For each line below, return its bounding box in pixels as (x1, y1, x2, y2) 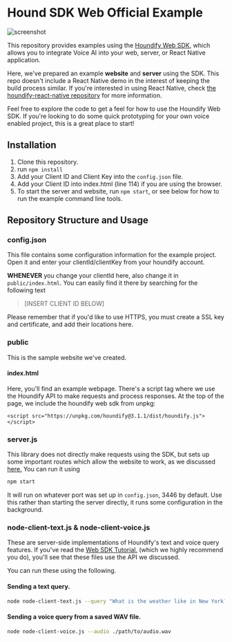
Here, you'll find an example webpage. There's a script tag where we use (7, 384, 215, 393)
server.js (7, 434, 38, 444)
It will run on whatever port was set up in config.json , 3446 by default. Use (7, 491, 222, 499)
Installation (7, 140, 57, 151)
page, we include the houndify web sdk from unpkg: (7, 399, 156, 407)
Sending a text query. (7, 583, 70, 590)
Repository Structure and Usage (7, 214, 148, 226)
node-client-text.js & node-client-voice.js (7, 523, 151, 533)
